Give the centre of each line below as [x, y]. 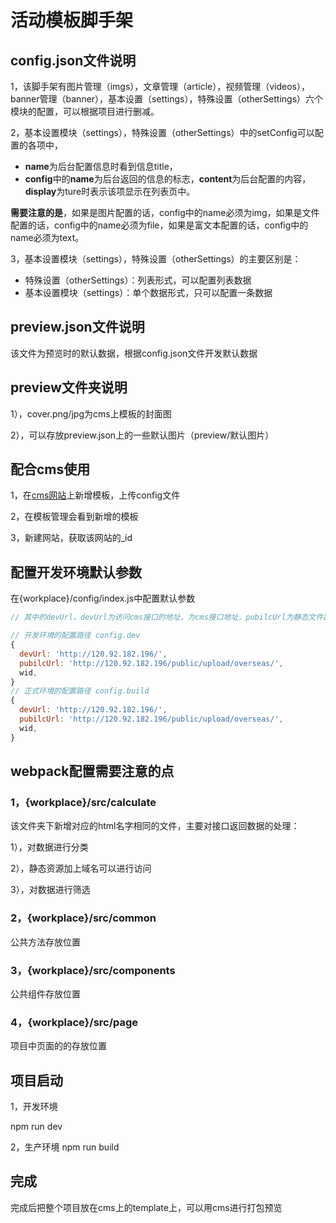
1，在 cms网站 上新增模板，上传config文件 [95, 495]
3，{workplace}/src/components [93, 970]
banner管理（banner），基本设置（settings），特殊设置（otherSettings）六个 [167, 99]
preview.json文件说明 [77, 327]
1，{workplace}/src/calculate [83, 802]
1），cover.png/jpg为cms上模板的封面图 [91, 413]
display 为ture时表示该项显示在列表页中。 [110, 191]
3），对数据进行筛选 [50, 890]
